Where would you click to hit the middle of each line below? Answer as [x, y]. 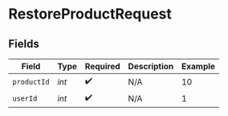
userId [25, 98]
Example [198, 66]
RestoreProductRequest [90, 14]
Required [102, 66]
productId [31, 82]
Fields [24, 44]
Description [151, 66]
